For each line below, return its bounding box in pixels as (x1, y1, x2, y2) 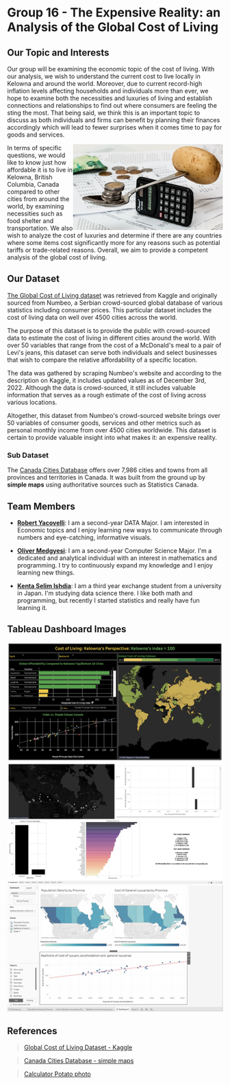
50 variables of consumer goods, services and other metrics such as (7, 419, 201, 427)
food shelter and (7, 217, 54, 224)
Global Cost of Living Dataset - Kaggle (23, 1043, 133, 1051)
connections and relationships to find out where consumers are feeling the (7, 102, 218, 109)
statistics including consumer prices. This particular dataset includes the (7, 305, 212, 314)
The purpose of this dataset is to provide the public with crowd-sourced (7, 326, 210, 334)
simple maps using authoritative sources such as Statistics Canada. (7, 480, 199, 489)
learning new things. (16, 568, 75, 576)
